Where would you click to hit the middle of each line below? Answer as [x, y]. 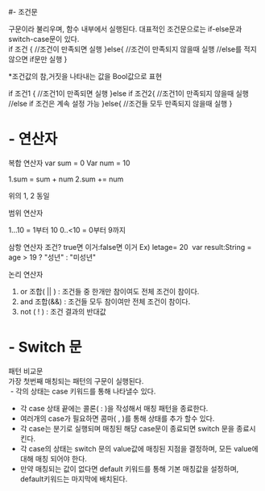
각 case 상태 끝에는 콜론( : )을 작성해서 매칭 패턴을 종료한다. [114, 408]
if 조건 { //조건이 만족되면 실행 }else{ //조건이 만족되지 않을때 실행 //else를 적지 [133, 49]
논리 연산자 [26, 274]
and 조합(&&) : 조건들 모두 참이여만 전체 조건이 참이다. [105, 302]
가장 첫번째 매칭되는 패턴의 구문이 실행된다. [76, 381]
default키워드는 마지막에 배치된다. [74, 479]
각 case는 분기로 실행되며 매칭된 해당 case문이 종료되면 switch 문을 [127, 428]
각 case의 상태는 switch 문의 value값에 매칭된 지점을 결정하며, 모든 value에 [139, 448]
